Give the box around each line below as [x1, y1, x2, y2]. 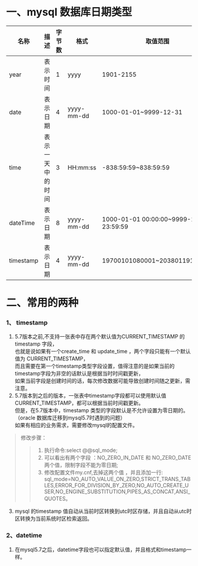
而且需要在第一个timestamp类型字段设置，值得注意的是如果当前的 [14, 363, 175, 370]
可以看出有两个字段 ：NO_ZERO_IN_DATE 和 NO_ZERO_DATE [44, 454, 192, 461]
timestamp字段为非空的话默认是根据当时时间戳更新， [14, 370, 144, 377]
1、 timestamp [6, 318, 48, 327]
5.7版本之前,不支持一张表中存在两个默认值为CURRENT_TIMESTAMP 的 [14, 333, 185, 340]
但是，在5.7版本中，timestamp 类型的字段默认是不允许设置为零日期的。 [14, 407, 189, 414]
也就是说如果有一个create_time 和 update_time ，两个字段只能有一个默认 [14, 348, 191, 355]
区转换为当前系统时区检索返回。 [14, 515, 93, 522]
